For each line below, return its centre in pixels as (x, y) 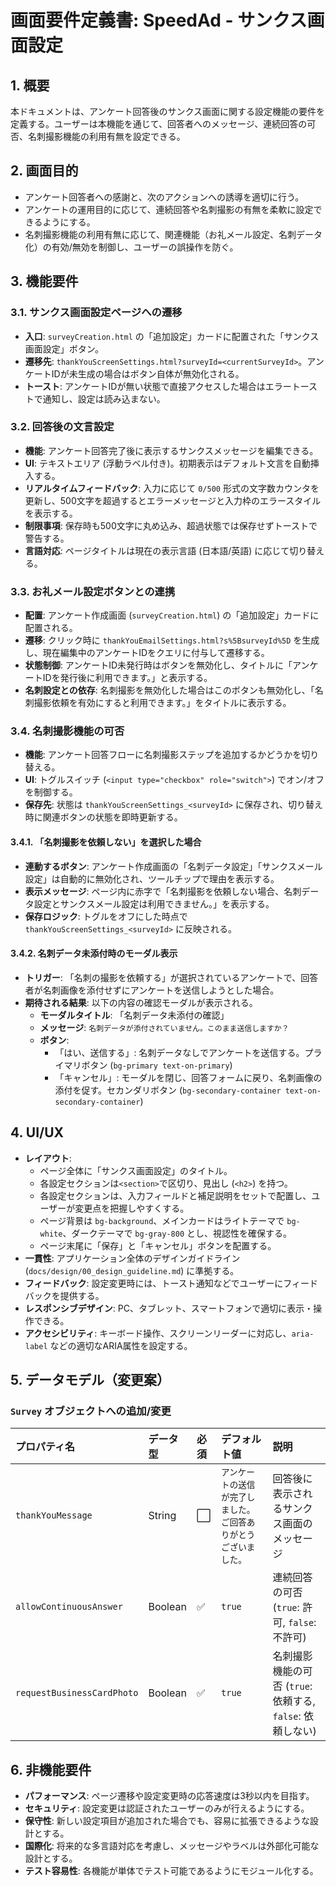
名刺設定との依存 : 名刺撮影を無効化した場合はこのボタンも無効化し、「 (169, 690)
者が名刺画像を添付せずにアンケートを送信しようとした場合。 (152, 990)
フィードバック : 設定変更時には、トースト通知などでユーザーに (154, 1283)
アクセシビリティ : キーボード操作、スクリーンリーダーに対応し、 (158, 1333)
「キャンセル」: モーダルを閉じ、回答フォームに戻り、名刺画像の (188, 1077)
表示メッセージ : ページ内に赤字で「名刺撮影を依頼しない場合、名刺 (163, 891)
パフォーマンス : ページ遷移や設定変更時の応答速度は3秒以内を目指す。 (169, 1796)
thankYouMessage (54, 1515)
